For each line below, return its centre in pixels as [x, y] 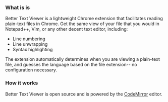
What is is [18, 8]
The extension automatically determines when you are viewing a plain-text [83, 59]
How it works [22, 83]
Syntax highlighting [33, 50]
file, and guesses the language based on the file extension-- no [71, 65]
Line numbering [29, 39]
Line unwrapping [30, 44]
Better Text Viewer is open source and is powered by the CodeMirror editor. [84, 94]
